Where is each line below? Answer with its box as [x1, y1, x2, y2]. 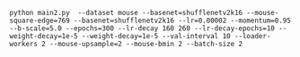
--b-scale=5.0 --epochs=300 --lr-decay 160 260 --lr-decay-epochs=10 [9, 24, 276, 33]
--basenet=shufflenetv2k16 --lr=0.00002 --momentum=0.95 [73, 16, 292, 25]
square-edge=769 [9, 16, 70, 25]
